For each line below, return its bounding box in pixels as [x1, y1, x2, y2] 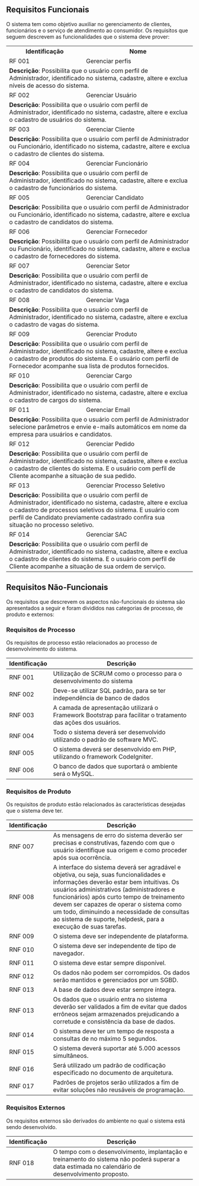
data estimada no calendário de [53, 1162, 141, 1171]
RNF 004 [9, 731, 34, 740]
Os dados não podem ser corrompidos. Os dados [53, 969, 190, 977]
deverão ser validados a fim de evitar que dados [53, 1003, 187, 1011]
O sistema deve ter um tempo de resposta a [53, 1027, 175, 1035]
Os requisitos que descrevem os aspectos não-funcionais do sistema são [6, 598, 185, 605]
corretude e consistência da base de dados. [53, 1017, 176, 1026]
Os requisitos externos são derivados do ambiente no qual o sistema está [6, 1117, 185, 1124]
